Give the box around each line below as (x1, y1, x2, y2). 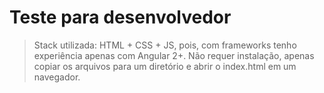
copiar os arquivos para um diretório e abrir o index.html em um (33, 60, 297, 72)
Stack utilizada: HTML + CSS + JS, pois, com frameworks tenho (33, 39, 297, 51)
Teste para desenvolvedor (9, 6, 232, 29)
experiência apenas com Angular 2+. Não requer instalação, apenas (33, 49, 315, 61)
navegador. (33, 71, 81, 83)
